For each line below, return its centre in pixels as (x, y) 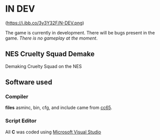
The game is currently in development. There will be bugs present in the (80, 32)
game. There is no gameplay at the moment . (51, 38)
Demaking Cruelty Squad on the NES (44, 66)
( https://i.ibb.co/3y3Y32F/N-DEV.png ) (45, 23)
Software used (29, 82)
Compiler (17, 97)
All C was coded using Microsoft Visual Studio (53, 132)
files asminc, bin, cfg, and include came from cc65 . (59, 108)
